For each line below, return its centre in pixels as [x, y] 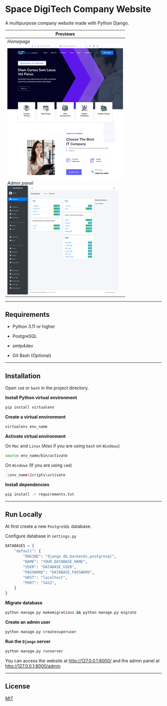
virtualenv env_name [27, 427]
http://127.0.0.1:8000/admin [33, 666]
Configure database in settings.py [41, 536]
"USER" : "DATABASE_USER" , [50, 567]
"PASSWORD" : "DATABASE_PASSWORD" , [59, 572]
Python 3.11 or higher [34, 327]
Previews [65, 34]
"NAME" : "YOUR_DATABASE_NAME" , [55, 562]
